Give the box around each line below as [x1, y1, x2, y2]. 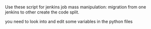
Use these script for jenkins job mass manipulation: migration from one [5, 4, 146, 10]
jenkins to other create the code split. [5, 9, 80, 15]
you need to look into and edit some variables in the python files [5, 19, 133, 24]
